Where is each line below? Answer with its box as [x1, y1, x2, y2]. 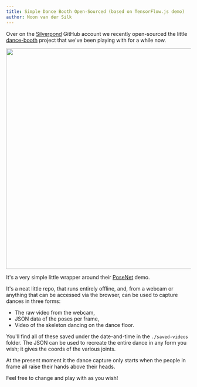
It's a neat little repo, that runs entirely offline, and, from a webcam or [6, 285, 174, 292]
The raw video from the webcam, [14, 309, 96, 316]
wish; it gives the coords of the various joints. [6, 345, 116, 352]
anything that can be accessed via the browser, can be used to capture [6, 291, 178, 298]
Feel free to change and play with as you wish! [6, 374, 118, 381]
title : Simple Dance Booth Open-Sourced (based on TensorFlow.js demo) [6, 8, 185, 15]
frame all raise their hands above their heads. [6, 363, 116, 370]
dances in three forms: [6, 298, 61, 305]
